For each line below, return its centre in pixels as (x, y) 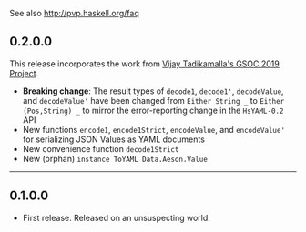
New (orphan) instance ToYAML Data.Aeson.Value (115, 158)
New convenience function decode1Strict (101, 148)
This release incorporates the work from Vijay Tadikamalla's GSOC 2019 (144, 64)
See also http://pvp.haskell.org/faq (74, 13)
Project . (24, 73)
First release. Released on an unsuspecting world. (117, 217)
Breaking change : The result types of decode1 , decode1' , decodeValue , (153, 91)
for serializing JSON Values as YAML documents (113, 139)
